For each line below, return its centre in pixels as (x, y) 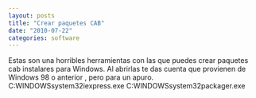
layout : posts (32, 16)
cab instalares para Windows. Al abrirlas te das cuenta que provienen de (127, 69)
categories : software (44, 38)
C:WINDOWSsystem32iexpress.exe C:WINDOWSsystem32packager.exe (127, 86)
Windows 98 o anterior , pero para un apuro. (81, 77)
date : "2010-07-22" (41, 30)
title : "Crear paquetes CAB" (56, 23)
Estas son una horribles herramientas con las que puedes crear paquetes (128, 61)
